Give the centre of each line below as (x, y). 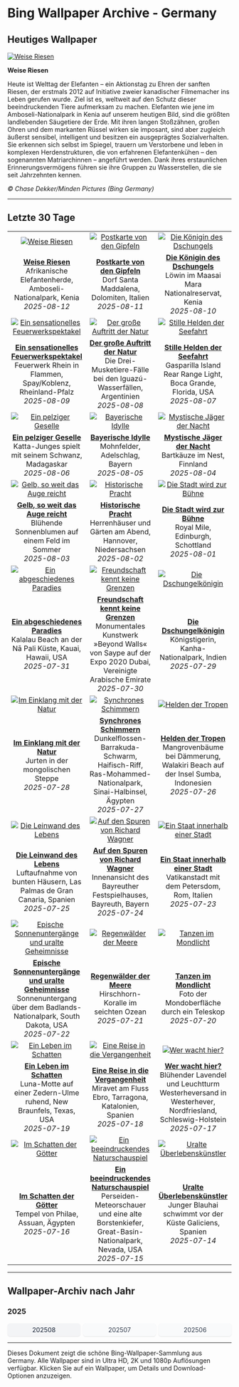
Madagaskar (47, 464)
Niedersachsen (120, 549)
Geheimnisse (47, 989)
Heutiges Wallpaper (52, 40)
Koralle (115, 1002)
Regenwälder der (121, 976)
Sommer (47, 549)
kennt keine (120, 608)
